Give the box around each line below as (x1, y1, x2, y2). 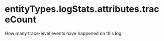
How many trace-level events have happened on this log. (5, 30, 123, 36)
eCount (5, 14, 36, 25)
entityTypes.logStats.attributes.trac (5, 3, 159, 15)
